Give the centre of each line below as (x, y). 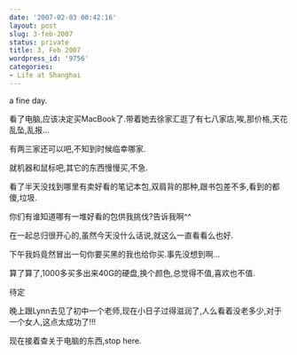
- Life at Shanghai (45, 75)
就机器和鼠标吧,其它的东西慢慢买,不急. (79, 167)
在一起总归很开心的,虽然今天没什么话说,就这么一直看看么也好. (121, 235)
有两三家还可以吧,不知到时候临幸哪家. (78, 148)
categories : (31, 67)
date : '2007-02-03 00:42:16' (63, 17)
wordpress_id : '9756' (49, 59)
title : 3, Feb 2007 (45, 51)
